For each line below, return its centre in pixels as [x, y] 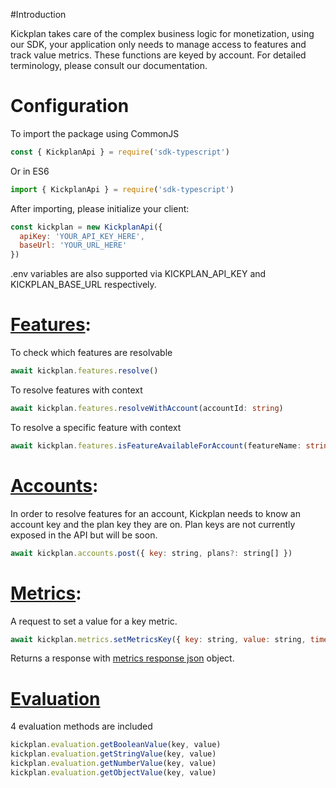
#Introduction [38, 14]
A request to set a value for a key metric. [94, 621]
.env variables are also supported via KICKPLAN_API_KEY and [138, 274]
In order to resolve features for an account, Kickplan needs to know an [155, 513]
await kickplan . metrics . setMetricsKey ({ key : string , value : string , [158, 639]
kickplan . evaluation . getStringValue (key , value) [113, 754]
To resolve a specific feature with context [96, 427]
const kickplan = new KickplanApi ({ [86, 227]
